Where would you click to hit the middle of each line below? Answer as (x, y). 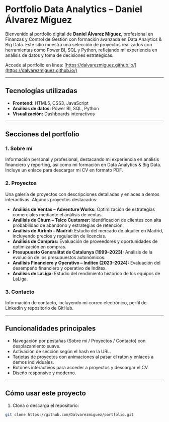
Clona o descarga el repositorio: (46, 405)
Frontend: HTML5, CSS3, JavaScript (51, 103)
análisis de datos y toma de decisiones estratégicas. (59, 55)
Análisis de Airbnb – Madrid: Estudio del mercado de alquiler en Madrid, (88, 230)
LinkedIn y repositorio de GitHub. (39, 308)
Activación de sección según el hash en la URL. (62, 351)
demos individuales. (33, 362)
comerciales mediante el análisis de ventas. (58, 214)
